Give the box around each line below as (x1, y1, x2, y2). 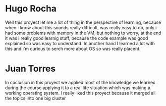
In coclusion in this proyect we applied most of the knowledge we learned (5, 79, 156, 85)
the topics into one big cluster (5, 95, 66, 101)
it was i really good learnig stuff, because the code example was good (5, 35, 148, 41)
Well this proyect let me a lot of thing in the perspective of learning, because (5, 19, 161, 25)
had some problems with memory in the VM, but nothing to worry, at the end (5, 30, 162, 36)
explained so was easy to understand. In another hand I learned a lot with (5, 40, 155, 46)
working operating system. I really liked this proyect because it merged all (5, 90, 156, 96)
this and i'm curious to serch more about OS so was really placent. (5, 46, 141, 52)
